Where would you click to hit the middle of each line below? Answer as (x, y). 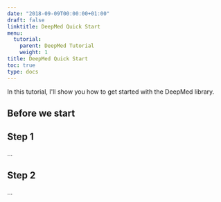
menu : (15, 33)
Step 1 (21, 137)
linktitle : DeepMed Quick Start (54, 26)
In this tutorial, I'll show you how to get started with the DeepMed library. (111, 92)
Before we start (41, 113)
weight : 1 (34, 53)
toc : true (21, 65)
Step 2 (21, 175)
